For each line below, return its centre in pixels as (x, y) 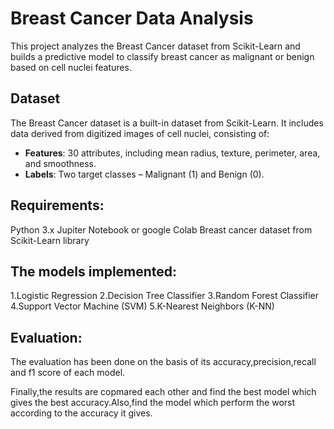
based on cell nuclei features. (71, 67)
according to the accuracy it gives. (81, 413)
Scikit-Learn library (50, 240)
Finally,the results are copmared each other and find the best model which (163, 392)
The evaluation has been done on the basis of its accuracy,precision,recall (163, 362)
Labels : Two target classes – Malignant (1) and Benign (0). (144, 174)
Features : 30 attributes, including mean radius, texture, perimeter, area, (172, 153)
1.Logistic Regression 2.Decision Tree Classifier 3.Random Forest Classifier (165, 296)
